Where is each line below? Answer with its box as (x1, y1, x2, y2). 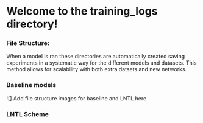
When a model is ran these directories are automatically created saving (6, 53, 185, 60)
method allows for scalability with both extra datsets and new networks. (6, 66, 187, 73)
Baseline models (6, 81, 57, 90)
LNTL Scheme (6, 110, 49, 118)
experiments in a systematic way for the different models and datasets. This (6, 59, 197, 66)
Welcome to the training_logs (6, 4, 158, 18)
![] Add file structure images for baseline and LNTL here (6, 94, 147, 102)
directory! (6, 17, 58, 31)
